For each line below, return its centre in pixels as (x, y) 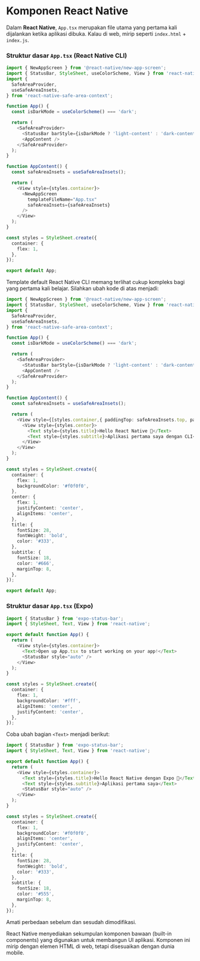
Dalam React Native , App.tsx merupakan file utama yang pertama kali (92, 27)
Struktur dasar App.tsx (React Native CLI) (67, 55)
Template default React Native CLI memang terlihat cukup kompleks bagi (96, 282)
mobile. (15, 952)
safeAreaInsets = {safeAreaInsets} (69, 205)
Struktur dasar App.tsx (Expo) (50, 606)
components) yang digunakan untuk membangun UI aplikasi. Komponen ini (98, 940)
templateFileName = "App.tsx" (62, 199)
